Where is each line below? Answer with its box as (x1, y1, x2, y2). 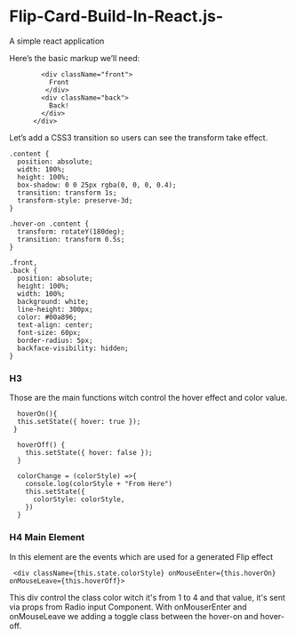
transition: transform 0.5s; (17, 235, 125, 243)
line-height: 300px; (17, 305, 93, 314)
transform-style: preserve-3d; (17, 195, 133, 205)
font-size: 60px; (17, 328, 82, 337)
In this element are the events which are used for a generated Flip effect (9, 551, 274, 562)
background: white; (17, 297, 90, 306)
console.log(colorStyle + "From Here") (25, 480, 173, 489)
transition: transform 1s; (17, 188, 117, 197)
